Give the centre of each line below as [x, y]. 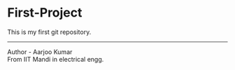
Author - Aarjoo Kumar [40, 52]
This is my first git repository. [49, 32]
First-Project [45, 13]
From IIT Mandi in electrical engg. [56, 59]
